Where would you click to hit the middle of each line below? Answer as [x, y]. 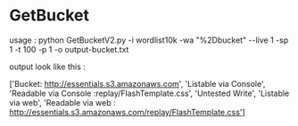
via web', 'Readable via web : [62, 102]
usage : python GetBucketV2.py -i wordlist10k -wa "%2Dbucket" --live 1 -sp [149, 40]
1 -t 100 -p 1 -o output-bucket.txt [69, 49]
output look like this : [48, 67]
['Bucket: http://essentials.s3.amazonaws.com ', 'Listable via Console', [137, 83]
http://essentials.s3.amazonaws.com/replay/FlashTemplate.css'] [127, 112]
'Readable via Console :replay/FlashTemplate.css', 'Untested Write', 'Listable [149, 93]
